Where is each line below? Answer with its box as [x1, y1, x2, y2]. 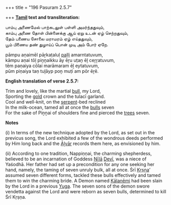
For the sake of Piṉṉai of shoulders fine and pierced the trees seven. [5, 110, 150, 116]
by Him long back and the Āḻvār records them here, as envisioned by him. [5, 140, 161, 147]
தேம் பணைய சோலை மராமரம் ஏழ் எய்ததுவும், [5, 36, 93, 42]
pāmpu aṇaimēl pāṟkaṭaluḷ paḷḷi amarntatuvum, [5, 52, 104, 58]
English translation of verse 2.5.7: [5, 78, 79, 84]
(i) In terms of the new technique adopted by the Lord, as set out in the [5, 130, 155, 135]
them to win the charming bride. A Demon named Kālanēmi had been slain [5, 178, 163, 183]
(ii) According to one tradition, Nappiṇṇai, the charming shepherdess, [5, 151, 152, 156]
